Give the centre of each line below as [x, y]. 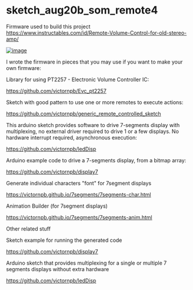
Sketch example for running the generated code [64, 240]
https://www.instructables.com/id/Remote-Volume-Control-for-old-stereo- [96, 32]
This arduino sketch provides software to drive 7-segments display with [93, 125]
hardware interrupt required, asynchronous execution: [71, 137]
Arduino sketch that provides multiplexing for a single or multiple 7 [86, 263]
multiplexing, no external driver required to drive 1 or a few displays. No [93, 131]
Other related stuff [29, 229]
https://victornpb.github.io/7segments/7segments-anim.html [79, 217]
